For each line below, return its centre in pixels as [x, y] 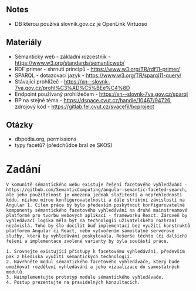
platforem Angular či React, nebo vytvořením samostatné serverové [90, 231]
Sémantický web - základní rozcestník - [62, 56]
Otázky [20, 125]
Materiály [24, 43]
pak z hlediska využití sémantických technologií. [69, 257]
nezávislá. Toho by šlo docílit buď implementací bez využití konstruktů [98, 226]
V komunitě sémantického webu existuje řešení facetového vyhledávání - [97, 185]
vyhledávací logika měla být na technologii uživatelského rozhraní [92, 221]
